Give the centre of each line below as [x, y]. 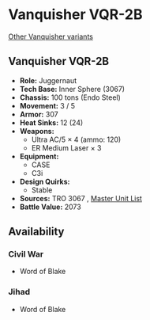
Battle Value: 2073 [50, 207]
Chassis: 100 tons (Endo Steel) [70, 97]
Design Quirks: [45, 181]
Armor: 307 [39, 114]
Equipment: [39, 156]
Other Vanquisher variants [51, 36]
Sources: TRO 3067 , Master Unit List [81, 198]
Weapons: [37, 131]
